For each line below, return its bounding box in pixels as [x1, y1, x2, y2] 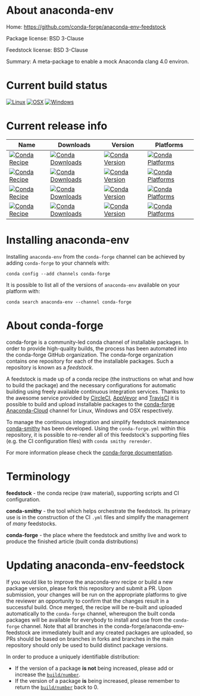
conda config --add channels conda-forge [6, 271, 111, 277]
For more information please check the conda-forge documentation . [6, 449, 174, 456]
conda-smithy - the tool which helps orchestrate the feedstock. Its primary [6, 507, 191, 515]
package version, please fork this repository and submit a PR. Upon [6, 584, 172, 592]
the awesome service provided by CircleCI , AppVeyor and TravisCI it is [6, 394, 180, 402]
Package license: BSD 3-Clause [6, 35, 85, 42]
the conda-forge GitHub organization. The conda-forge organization [6, 351, 174, 358]
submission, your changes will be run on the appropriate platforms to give [6, 591, 187, 598]
